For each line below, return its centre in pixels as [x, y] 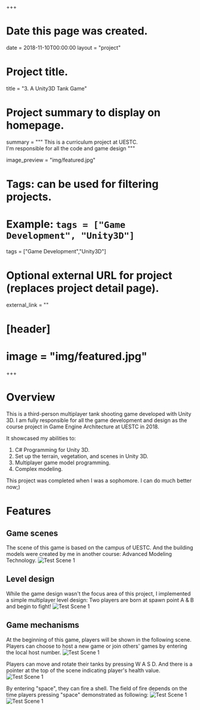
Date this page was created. [77, 31]
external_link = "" [27, 305]
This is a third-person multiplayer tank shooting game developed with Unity [99, 413]
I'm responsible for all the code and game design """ [71, 148]
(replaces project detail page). [83, 288]
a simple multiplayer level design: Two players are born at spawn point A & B [100, 600]
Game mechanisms [43, 625]
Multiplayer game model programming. [62, 463]
